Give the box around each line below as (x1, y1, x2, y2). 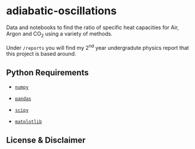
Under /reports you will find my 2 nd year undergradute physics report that (6, 43, 189, 51)
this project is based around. (6, 50, 76, 58)
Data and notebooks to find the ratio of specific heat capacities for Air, (6, 24, 179, 31)
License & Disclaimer (6, 135, 86, 145)
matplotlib (14, 119, 42, 125)
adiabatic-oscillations (6, 4, 117, 18)
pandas (14, 96, 32, 102)
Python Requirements (6, 67, 89, 78)
